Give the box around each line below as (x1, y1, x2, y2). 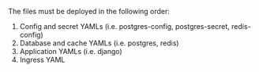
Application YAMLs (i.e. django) (19, 47, 122, 56)
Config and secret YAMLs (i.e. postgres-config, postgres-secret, (19, 22, 231, 31)
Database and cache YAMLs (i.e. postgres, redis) (19, 38, 179, 48)
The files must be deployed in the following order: (8, 7, 170, 16)
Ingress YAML (19, 55, 66, 64)
